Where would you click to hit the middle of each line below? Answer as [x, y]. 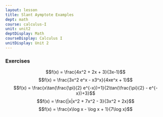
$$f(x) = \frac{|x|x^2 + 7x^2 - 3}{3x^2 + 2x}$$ [86, 101]
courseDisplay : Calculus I [34, 39]
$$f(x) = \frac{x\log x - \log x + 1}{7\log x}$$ [86, 109]
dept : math [17, 19]
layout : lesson [21, 10]
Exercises [18, 61]
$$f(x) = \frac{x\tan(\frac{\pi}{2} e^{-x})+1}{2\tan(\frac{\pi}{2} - [81, 88]
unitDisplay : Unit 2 [27, 43]
